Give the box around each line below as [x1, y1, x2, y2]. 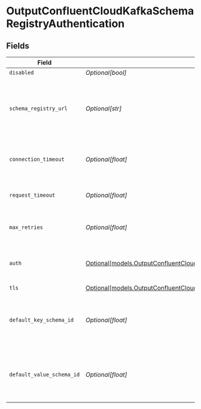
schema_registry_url [9, 105, 68, 112]
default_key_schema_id [9, 317, 74, 323]
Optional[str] [86, 105, 122, 112]
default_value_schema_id [9, 371, 80, 378]
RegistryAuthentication [6, 17, 125, 30]
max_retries [9, 224, 44, 231]
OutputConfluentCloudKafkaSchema [6, 4, 194, 18]
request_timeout [9, 192, 56, 199]
